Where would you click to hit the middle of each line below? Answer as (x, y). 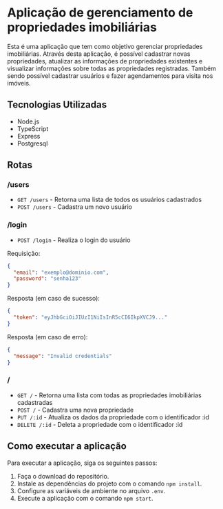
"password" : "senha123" (47, 279)
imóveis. (19, 83)
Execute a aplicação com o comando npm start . (85, 498)
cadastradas (35, 402)
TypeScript (33, 128)
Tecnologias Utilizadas (57, 105)
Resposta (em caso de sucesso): (53, 299)
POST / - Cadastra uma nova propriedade (75, 410)
